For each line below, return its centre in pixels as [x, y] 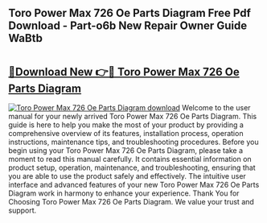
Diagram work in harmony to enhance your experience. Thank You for [124, 193]
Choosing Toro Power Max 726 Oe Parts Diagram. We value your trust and [131, 202]
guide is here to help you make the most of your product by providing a [126, 125]
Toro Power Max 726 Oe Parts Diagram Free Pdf [130, 13]
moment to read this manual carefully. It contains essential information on [130, 159]
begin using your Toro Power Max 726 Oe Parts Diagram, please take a [126, 151]
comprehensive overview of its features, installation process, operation [126, 133]
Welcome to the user [216, 107]
